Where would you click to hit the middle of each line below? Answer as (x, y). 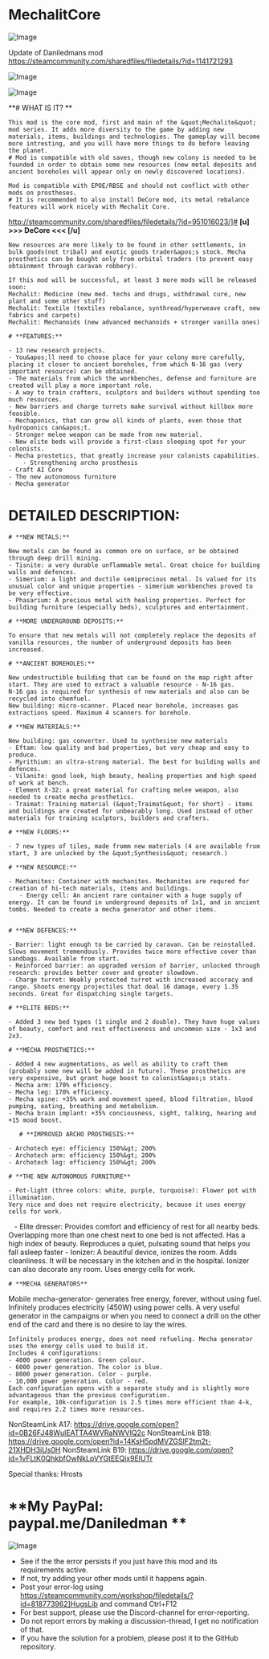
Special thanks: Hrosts (45, 1474)
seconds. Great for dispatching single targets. (91, 993)
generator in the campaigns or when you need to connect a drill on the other (134, 1315)
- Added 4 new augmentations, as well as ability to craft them (118, 1064)
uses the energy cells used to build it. (79, 1346)
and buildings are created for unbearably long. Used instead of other (130, 811)
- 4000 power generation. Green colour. (77, 1360)
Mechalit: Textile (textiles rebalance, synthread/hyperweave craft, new (134, 308)
